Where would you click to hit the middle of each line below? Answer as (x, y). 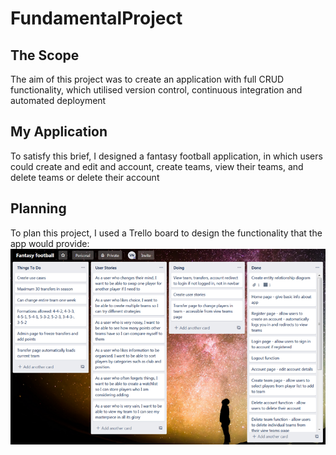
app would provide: (50, 243)
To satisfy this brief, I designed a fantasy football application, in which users (166, 156)
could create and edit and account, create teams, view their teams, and (157, 166)
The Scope (45, 55)
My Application (59, 132)
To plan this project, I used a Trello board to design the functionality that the (166, 233)
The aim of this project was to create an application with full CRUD (147, 79)
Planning (38, 208)
